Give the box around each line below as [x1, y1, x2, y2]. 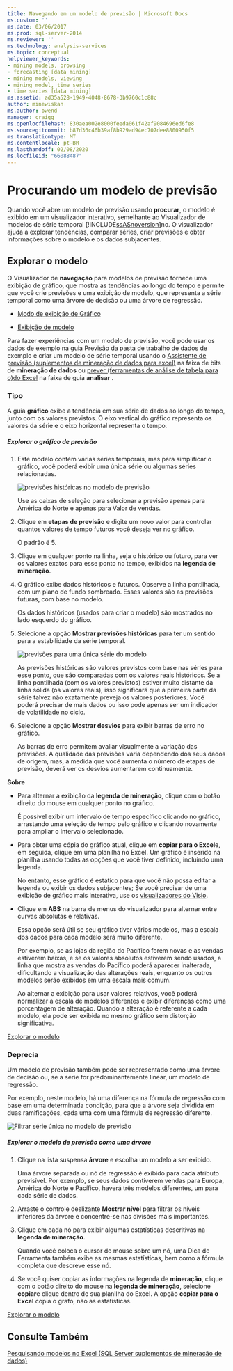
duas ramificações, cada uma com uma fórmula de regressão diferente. [7, 1109, 212, 1117]
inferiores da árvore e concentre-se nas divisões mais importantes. [17, 1212, 210, 1221]
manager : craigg [7, 113, 54, 120]
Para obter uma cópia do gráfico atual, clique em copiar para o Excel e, [17, 840, 220, 849]
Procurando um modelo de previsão [7, 182, 218, 198]
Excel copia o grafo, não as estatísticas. [17, 1297, 132, 1306]
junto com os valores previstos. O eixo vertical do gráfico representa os [7, 413, 212, 422]
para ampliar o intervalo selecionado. [17, 827, 124, 835]
